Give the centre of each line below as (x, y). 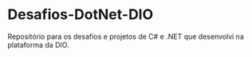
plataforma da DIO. (38, 44)
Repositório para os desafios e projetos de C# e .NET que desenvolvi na (126, 36)
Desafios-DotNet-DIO (81, 15)
